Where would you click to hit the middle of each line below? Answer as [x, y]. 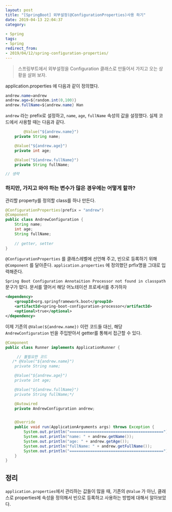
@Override [25, 422]
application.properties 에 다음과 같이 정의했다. [52, 86]
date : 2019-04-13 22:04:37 [34, 20]
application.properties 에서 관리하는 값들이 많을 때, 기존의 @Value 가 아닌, [81, 491]
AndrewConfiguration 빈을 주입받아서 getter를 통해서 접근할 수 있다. [73, 333]
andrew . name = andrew [26, 96]
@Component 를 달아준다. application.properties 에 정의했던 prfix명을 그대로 [83, 265]
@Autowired [26, 404]
